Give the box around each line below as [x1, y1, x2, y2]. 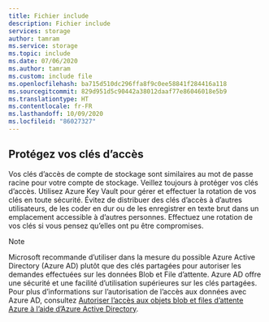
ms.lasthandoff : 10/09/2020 [8, 110, 104, 118]
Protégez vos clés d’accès [8, 148, 144, 161]
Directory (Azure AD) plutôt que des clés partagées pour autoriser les [8, 260, 241, 270]
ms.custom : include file [8, 72, 93, 80]
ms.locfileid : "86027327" [8, 118, 96, 126]
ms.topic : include [8, 49, 71, 58]
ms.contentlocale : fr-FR [8, 102, 93, 110]
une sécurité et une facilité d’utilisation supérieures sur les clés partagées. [8, 277, 258, 288]
